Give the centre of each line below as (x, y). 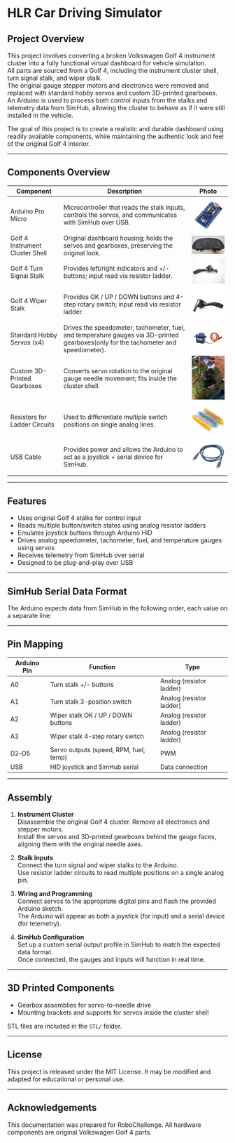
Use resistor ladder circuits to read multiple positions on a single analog (121, 873)
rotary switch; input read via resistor (129, 305)
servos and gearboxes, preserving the (118, 245)
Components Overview (59, 172)
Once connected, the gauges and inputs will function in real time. (111, 960)
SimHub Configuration (51, 937)
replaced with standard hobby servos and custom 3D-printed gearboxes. (113, 93)
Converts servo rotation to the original (118, 371)
